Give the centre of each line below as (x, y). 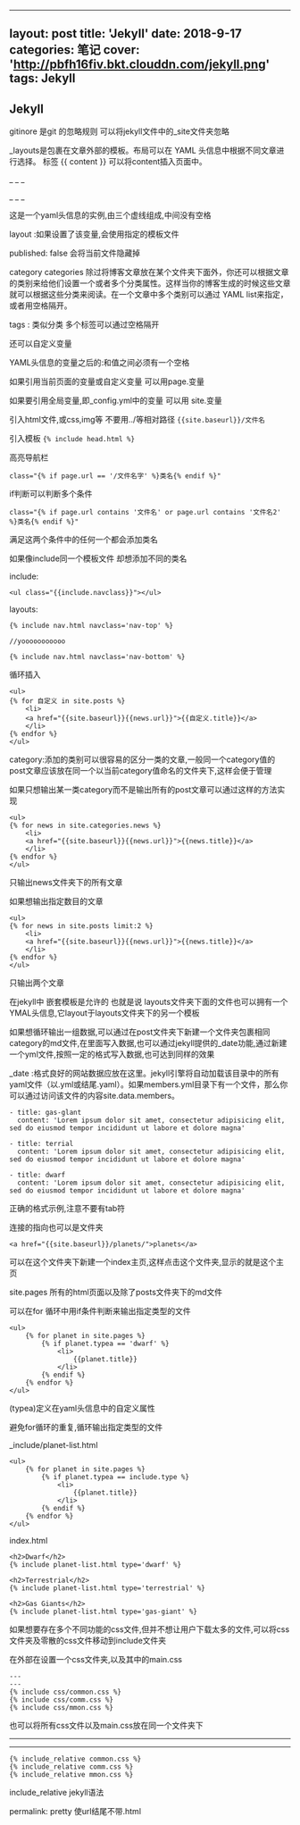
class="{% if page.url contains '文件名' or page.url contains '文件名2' (145, 513)
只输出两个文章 (37, 983)
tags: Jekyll (42, 78)
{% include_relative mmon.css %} (71, 1775)
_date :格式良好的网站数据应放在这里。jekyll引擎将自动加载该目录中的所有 (144, 1074)
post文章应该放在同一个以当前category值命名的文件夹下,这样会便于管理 (141, 771)
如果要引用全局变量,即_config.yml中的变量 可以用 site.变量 (116, 401)
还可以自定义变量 (41, 344)
